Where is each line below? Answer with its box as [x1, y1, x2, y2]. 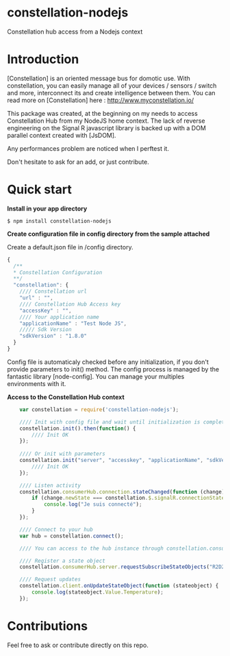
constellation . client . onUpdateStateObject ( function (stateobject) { [19, 583, 219, 590]
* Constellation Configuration [13, 269, 103, 276]
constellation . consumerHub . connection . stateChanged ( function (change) [19, 488, 225, 495]
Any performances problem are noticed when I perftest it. [7, 144, 170, 152]
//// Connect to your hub [19, 526, 94, 533]
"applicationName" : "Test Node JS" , [19, 320, 127, 327]
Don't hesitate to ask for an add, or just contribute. [7, 158, 149, 166]
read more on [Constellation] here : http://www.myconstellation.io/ [7, 96, 194, 104]
